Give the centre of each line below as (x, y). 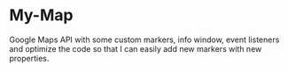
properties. (29, 58)
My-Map (41, 15)
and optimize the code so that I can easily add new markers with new (136, 48)
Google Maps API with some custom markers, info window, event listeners (144, 40)
